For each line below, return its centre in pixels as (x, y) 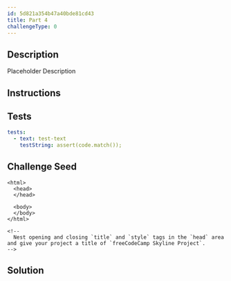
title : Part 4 (28, 20)
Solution (26, 271)
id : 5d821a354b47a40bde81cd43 (51, 13)
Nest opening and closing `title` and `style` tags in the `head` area (119, 237)
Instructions (34, 93)
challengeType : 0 (32, 26)
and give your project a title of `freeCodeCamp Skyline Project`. (107, 243)
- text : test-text (40, 139)
